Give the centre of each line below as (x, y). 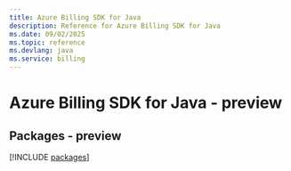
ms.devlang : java (41, 51)
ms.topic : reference (48, 42)
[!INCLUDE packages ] (49, 157)
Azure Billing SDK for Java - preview (146, 103)
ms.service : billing (48, 59)
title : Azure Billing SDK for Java (75, 17)
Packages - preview (65, 136)
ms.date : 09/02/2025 (48, 34)
